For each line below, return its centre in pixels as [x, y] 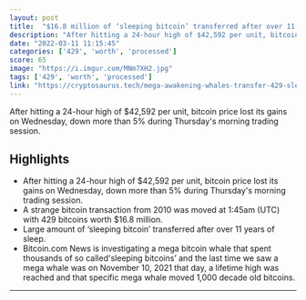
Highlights [40, 160]
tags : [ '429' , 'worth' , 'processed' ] [81, 77]
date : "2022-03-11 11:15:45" [65, 43]
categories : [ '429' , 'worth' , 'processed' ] [93, 52]
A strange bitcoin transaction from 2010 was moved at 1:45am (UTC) [151, 210]
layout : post [34, 18]
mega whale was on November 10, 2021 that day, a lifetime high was [151, 268]
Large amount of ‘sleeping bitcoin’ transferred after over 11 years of [148, 229]
